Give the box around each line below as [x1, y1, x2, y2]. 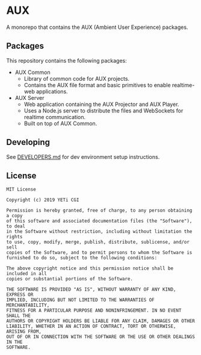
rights [6, 234, 23, 240]
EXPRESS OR [6, 292, 34, 298]
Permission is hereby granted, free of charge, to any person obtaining [6, 208, 193, 214]
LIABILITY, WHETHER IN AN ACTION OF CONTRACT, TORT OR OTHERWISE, [6, 323, 176, 330]
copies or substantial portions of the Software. [6, 276, 134, 282]
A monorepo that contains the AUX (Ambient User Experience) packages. [6, 23, 188, 31]
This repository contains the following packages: [6, 57, 128, 64]
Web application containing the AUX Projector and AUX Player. [23, 100, 179, 108]
